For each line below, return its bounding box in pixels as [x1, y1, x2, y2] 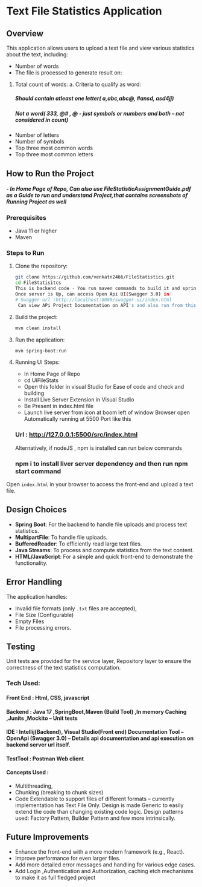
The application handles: [6, 593, 68, 600]
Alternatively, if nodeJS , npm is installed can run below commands [14, 444, 182, 452]
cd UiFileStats [24, 377, 59, 384]
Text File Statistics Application [6, 4, 163, 18]
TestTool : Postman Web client [6, 755, 84, 762]
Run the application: [14, 336, 65, 343]
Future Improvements [6, 832, 89, 842]
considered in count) [14, 116, 69, 124]
